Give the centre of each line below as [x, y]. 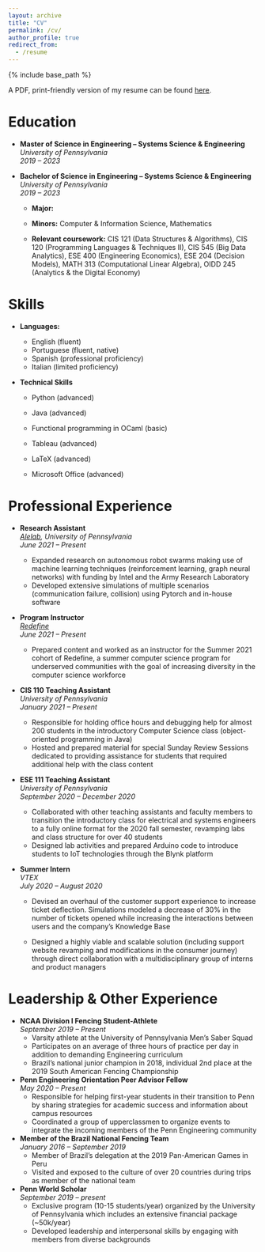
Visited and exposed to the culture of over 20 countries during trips [141, 1172]
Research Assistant [53, 528]
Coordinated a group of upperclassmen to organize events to [131, 1122]
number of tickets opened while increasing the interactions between [142, 917]
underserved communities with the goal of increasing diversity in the [143, 666]
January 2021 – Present [58, 707]
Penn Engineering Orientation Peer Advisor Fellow [104, 1080]
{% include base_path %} [50, 75]
